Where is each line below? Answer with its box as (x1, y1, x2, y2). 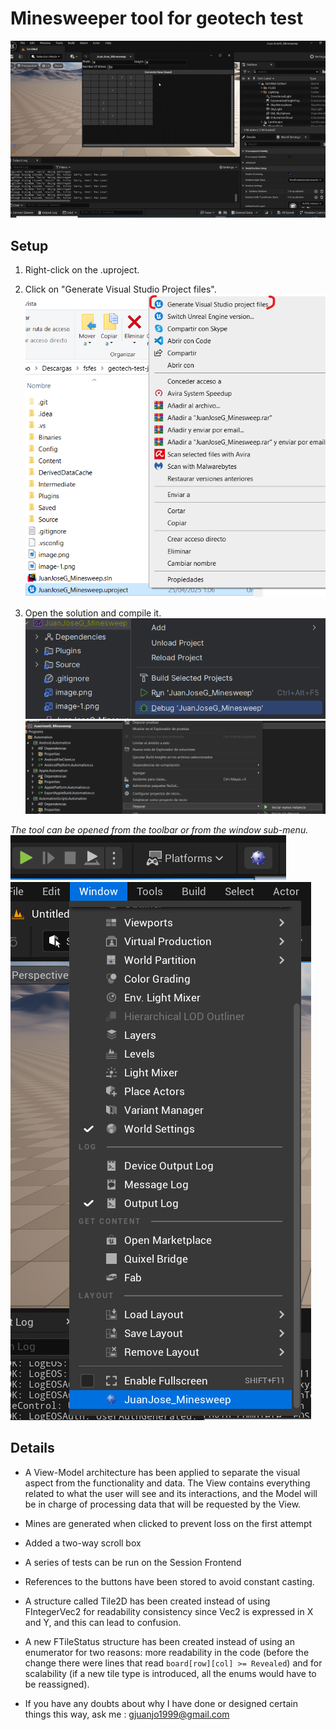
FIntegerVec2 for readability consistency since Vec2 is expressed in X (24, 1605, 314, 1617)
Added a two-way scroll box (24, 1537, 142, 1549)
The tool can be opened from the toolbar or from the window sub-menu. (10, 823, 309, 836)
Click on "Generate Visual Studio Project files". (24, 283, 217, 296)
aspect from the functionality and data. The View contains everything (24, 1477, 311, 1489)
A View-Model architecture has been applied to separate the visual (24, 1466, 301, 1478)
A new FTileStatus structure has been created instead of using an (24, 1635, 295, 1647)
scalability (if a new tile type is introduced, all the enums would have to (24, 1667, 317, 1679)
